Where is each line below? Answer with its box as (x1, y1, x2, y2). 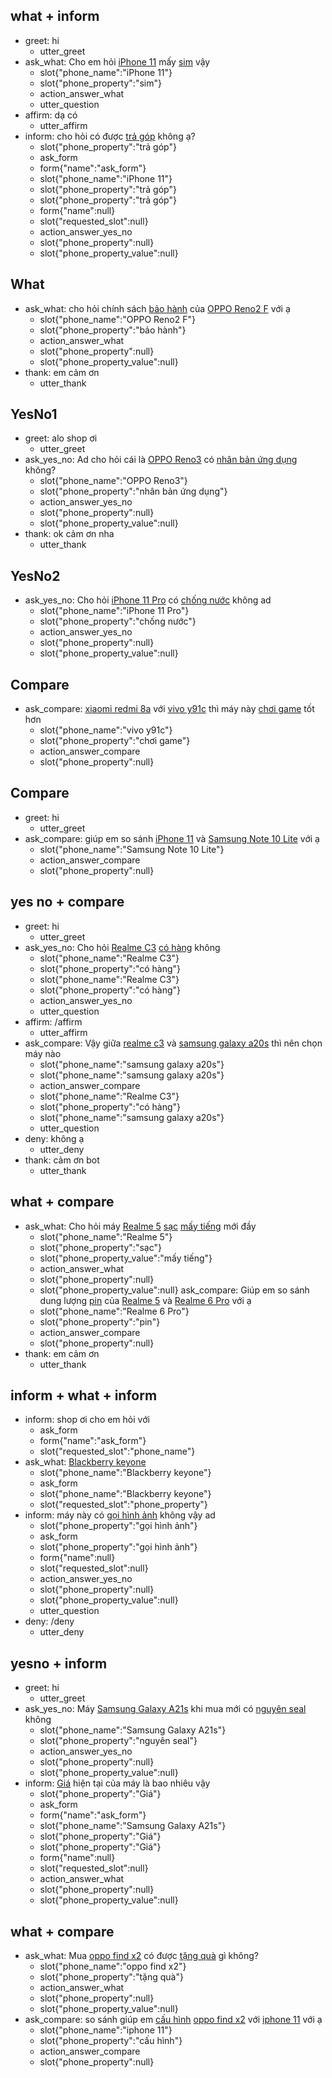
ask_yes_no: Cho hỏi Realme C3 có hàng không (24, 941, 221, 953)
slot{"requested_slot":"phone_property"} (39, 1499, 208, 1511)
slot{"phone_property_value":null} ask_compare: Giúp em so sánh (39, 1284, 310, 1296)
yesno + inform (10, 1655, 108, 1672)
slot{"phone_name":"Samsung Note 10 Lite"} (39, 843, 225, 855)
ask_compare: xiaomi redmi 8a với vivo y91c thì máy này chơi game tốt (24, 703, 315, 715)
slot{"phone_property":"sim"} (39, 77, 162, 89)
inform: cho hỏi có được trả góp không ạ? (24, 130, 196, 142)
